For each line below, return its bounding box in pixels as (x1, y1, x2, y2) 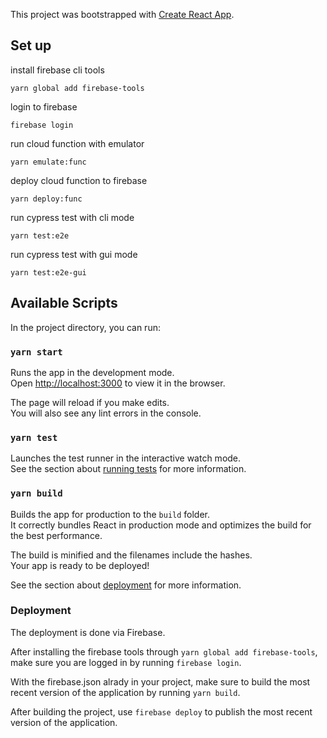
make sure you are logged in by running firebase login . (10, 656, 242, 668)
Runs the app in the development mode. (10, 366, 175, 378)
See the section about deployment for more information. (10, 579, 242, 591)
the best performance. (10, 529, 103, 541)
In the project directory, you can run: (10, 321, 161, 333)
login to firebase (10, 100, 78, 113)
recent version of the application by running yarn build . (10, 686, 241, 698)
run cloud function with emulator (10, 137, 145, 149)
